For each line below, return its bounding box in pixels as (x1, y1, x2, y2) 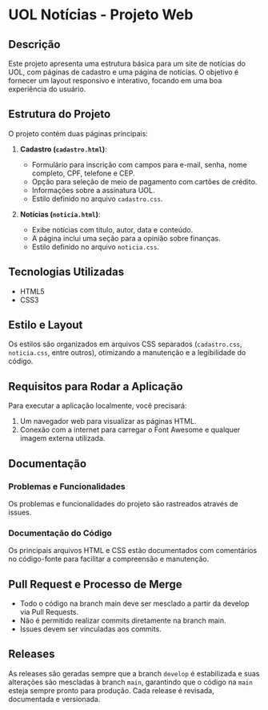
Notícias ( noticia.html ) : (19, 209, 101, 219)
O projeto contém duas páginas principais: (8, 128, 148, 138)
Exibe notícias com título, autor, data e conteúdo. (31, 224, 194, 234)
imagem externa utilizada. (19, 434, 106, 443)
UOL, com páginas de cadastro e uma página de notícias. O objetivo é (8, 67, 239, 77)
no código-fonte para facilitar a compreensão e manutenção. (8, 555, 210, 564)
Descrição (8, 38, 61, 51)
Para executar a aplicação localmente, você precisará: (8, 401, 187, 410)
